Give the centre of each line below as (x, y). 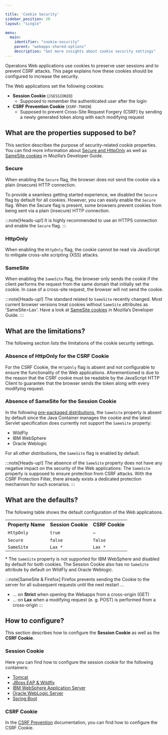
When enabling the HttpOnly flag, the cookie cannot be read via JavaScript (82, 250)
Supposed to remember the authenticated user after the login (83, 101)
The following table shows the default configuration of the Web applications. (84, 512)
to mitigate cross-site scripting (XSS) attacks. (52, 255)
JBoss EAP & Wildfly (34, 682)
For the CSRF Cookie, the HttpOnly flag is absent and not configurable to (80, 367)
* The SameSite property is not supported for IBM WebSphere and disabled (82, 559)
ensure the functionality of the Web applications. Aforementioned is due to (82, 373)
